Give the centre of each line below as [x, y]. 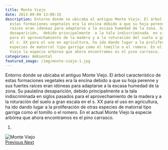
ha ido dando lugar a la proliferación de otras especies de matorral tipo [78, 107]
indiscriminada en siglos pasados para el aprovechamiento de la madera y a [83, 96]
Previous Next [20, 142]
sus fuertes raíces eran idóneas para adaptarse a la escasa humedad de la [82, 86]
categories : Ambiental [29, 56]
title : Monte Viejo [25, 10]
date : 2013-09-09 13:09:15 [33, 14]
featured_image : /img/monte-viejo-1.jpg [48, 61]
